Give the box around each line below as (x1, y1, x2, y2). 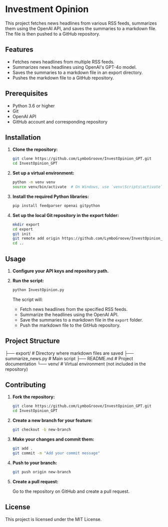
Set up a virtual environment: (12, 170, 74, 176)
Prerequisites (5, 89, 48, 98)
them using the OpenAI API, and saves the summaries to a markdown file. (5, 25, 156, 31)
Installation (5, 133, 41, 142)
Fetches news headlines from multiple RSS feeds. (12, 59, 115, 65)
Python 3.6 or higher (12, 102, 55, 109)
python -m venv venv (12, 180, 55, 185)
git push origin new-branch (12, 469, 71, 474)
